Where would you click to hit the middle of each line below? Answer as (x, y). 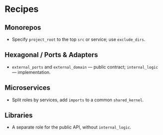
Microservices (28, 88)
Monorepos (23, 28)
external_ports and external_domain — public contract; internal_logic (85, 67)
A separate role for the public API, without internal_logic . (72, 127)
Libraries (19, 115)
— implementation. (31, 72)
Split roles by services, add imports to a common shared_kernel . (78, 100)
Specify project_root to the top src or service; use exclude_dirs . (79, 39)
